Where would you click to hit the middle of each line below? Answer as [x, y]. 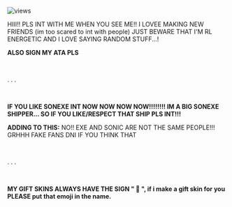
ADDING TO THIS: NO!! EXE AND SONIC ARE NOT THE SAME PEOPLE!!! [111, 128]
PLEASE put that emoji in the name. [59, 196]
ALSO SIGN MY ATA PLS [43, 53]
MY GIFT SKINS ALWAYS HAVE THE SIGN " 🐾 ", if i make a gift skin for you [116, 189]
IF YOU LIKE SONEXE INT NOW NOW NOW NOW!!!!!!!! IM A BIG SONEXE [113, 107]
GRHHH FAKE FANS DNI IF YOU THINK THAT [72, 135]
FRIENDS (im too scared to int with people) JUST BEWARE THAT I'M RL [110, 32]
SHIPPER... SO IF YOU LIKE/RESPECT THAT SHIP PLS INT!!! [94, 114]
